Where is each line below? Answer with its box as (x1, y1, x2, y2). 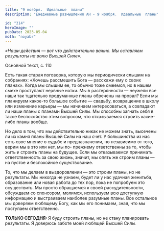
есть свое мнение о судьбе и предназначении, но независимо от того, (5, 139, 154, 145)
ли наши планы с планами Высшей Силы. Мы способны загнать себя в (5, 108, 154, 114)
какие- (141, 114, 155, 119)
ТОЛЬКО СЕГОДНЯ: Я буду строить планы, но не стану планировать (5, 215, 149, 221)
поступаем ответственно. (5, 205, 59, 211)
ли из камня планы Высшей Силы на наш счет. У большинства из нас (5, 133, 150, 139)
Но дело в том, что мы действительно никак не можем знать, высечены (5, 128, 157, 134)
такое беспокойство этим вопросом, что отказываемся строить (5, 114, 141, 119)
